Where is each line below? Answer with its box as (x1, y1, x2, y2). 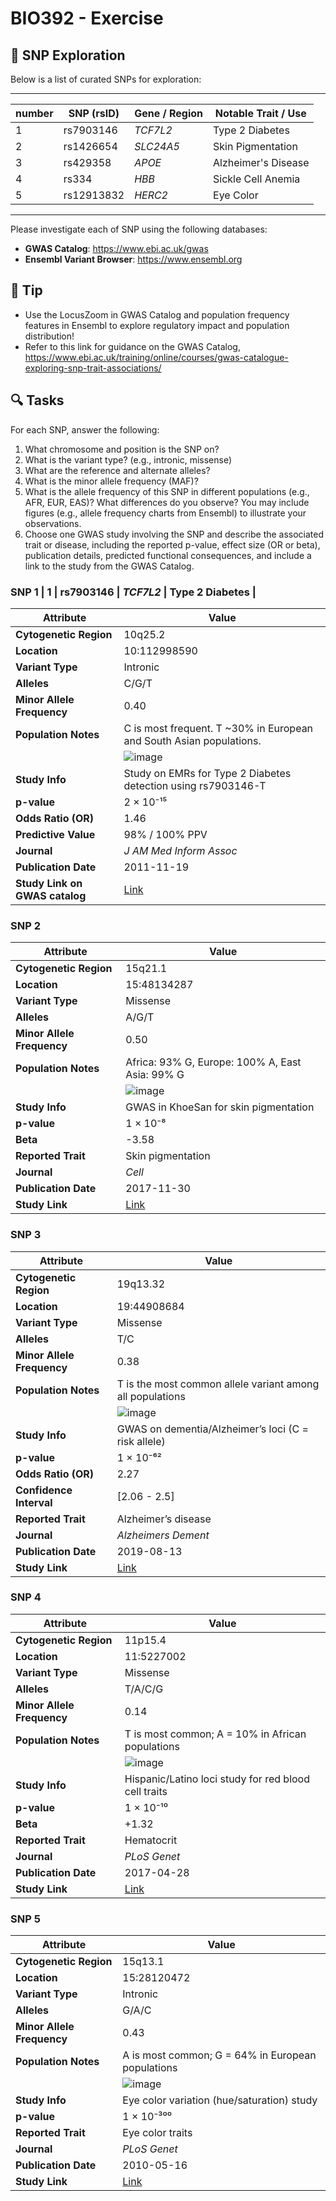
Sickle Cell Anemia (213, 172, 301, 186)
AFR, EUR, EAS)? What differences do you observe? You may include (24, 496, 310, 508)
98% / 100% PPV (123, 827, 208, 841)
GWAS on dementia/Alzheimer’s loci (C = (116, 1422, 309, 1436)
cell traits (124, 1784, 168, 1798)
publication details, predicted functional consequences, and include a (24, 549, 312, 561)
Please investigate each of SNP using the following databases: (10, 223, 268, 235)
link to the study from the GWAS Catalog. (24, 560, 195, 572)
